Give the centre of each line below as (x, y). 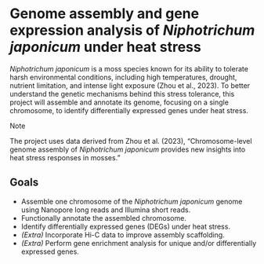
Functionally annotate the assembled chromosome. (104, 218)
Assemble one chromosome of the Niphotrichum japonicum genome (132, 201)
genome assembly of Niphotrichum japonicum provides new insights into (128, 149)
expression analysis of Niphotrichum (132, 30)
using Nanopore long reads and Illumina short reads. (106, 210)
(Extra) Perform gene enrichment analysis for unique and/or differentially (139, 243)
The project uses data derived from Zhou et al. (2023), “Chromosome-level (131, 141)
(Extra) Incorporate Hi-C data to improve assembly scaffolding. (123, 235)
